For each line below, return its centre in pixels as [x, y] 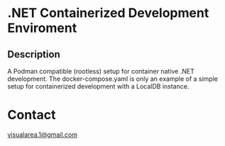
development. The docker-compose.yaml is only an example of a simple [113, 79]
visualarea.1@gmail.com [43, 134]
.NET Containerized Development [108, 13]
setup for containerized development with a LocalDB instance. [98, 86]
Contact [32, 115]
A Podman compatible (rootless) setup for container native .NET [101, 71]
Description [34, 54]
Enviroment [42, 28]
